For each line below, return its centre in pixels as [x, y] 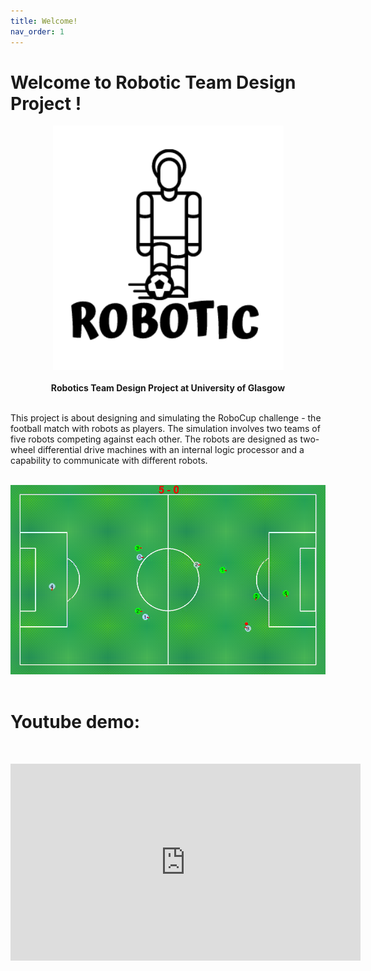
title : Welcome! [44, 21]
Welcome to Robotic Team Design [153, 82]
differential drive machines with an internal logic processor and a [171, 450]
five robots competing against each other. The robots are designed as [154, 439]
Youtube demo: [75, 722]
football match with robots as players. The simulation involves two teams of [165, 429]
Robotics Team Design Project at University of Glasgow [168, 388]
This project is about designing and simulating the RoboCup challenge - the [166, 418]
